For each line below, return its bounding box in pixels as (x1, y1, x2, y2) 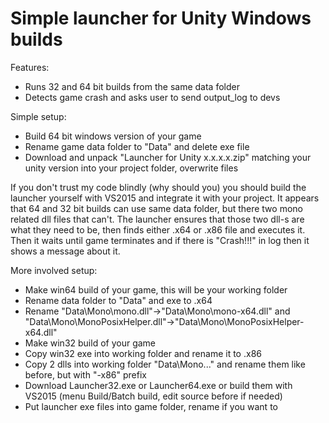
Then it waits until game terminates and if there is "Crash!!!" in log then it (10, 234, 310, 246)
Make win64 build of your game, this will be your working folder (24, 283, 288, 296)
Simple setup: (10, 110, 67, 122)
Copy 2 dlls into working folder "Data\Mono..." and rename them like (24, 358, 306, 370)
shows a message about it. (10, 245, 121, 257)
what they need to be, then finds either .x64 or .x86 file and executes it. (10, 223, 306, 236)
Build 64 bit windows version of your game (24, 130, 202, 142)
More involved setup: (10, 264, 98, 276)
